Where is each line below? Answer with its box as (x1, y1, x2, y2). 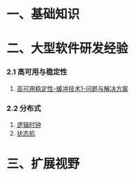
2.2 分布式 (6, 103, 42, 113)
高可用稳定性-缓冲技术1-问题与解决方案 (16, 84, 129, 92)
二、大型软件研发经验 (6, 41, 129, 56)
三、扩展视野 (6, 156, 80, 172)
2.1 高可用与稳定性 (6, 67, 67, 77)
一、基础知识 (6, 6, 80, 22)
